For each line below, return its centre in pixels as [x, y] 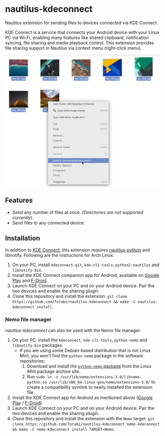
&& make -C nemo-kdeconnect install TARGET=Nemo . [64, 429]
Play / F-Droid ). [27, 402]
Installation [23, 238]
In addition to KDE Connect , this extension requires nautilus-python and [78, 250]
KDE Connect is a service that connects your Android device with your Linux [82, 32]
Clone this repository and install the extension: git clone [70, 296]
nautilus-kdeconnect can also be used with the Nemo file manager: [73, 330]
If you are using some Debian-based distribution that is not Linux [85, 350]
